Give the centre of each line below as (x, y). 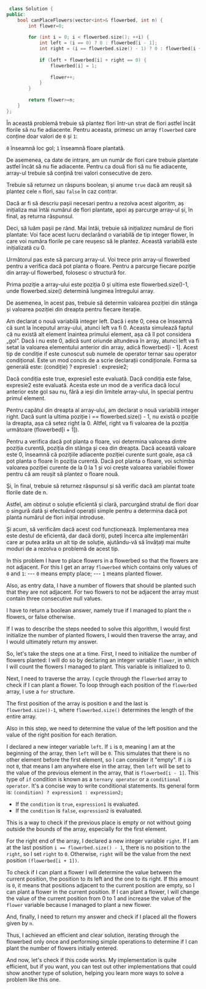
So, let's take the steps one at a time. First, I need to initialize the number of (102, 653)
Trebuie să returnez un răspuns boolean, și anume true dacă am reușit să (99, 184)
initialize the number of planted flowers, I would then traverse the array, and (102, 635)
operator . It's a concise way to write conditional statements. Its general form (103, 786)
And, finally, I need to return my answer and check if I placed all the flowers (102, 917)
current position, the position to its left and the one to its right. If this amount (102, 879)
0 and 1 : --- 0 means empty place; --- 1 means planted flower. (85, 574)
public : (16, 14)
